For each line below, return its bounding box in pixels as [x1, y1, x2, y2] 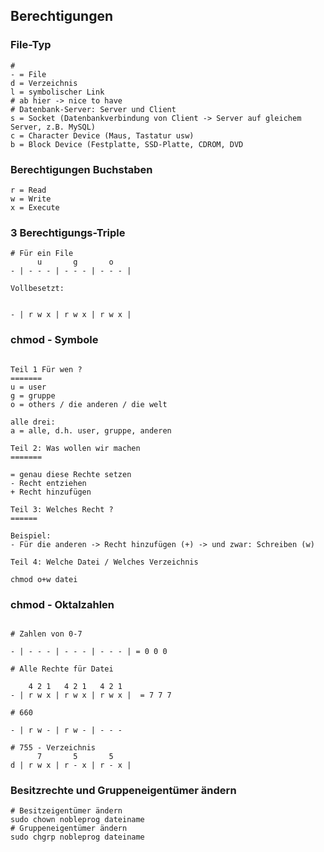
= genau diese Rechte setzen [10, 469, 132, 479]
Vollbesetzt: [10, 284, 65, 294]
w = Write [10, 194, 52, 204]
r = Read [10, 185, 47, 195]
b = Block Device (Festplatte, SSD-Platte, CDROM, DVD [10, 139, 244, 149]
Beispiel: [10, 530, 52, 541]
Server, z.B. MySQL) [10, 122, 97, 132]
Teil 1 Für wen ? [10, 364, 83, 374]
